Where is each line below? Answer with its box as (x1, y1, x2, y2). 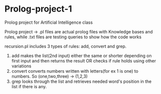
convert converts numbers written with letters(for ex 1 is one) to (11, 68, 139, 74)
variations (11, 63, 32, 69)
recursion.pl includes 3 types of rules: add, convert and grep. (4, 43, 127, 49)
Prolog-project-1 (4, 3, 72, 15)
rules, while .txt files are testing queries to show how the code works (4, 34, 142, 40)
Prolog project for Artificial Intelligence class (4, 19, 93, 25)
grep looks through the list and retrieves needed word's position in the (11, 78, 152, 84)
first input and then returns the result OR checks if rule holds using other (11, 58, 156, 63)
